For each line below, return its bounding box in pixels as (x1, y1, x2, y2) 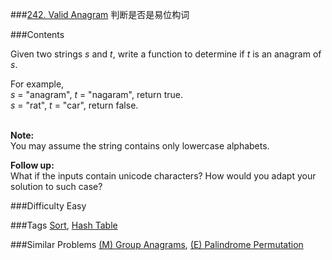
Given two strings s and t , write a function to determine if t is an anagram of (10, 48, 322, 60)
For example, (10, 78, 65, 90)
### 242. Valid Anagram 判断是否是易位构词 (10, 9, 190, 20)
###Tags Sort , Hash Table (10, 219, 118, 231)
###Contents (10, 29, 65, 40)
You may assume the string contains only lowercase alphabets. (10, 140, 270, 152)
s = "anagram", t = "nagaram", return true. (10, 89, 184, 100)
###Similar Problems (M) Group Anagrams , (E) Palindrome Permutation (10, 239, 304, 250)
